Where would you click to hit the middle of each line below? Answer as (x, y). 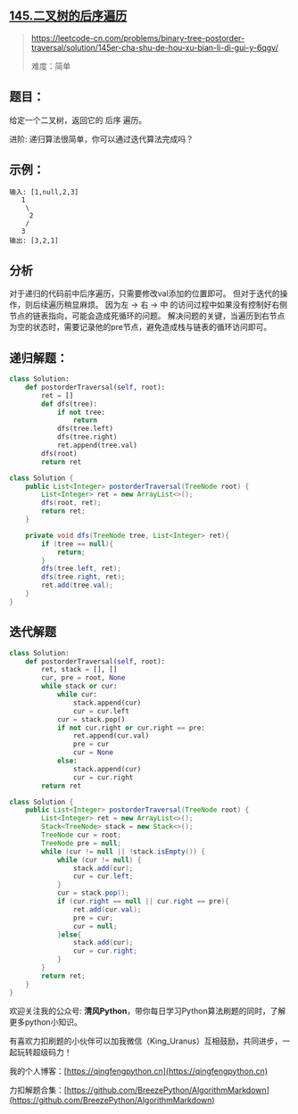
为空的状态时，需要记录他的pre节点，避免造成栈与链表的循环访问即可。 (141, 327)
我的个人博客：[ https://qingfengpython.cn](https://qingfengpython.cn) (139, 1071)
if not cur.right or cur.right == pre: (131, 728)
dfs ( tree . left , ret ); (82, 569)
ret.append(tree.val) (97, 446)
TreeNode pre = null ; (82, 843)
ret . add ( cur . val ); (107, 909)
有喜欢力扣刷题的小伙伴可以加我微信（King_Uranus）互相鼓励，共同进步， (146, 1041)
